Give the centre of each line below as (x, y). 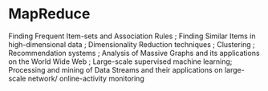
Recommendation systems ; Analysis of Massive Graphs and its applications (134, 53)
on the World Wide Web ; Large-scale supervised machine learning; (120, 61)
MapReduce (49, 14)
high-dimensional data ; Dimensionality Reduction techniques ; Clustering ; (132, 44)
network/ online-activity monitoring (86, 78)
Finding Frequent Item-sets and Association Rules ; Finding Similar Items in (132, 36)
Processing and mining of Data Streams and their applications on (116, 69)
